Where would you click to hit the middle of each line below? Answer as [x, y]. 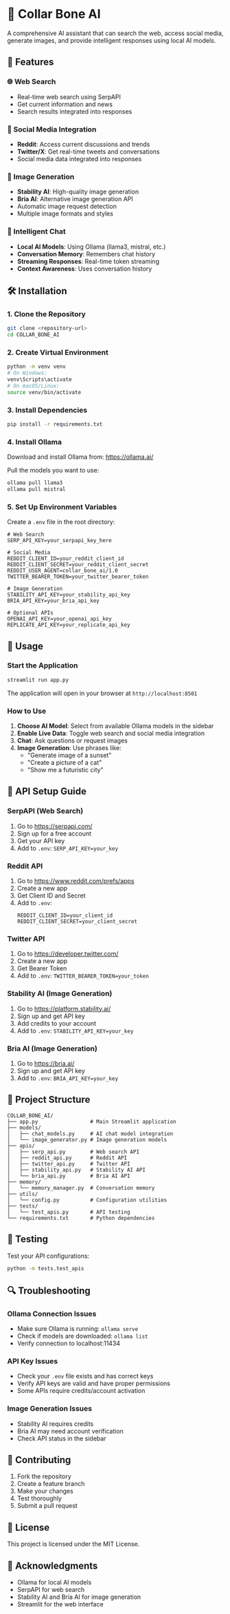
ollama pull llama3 [35, 483]
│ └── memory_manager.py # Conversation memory [81, 1188]
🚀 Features [31, 62]
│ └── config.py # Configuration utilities [87, 1200]
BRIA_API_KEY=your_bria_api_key [53, 601]
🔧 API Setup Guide [47, 792]
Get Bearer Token [42, 969]
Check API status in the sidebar [61, 1438]
